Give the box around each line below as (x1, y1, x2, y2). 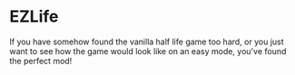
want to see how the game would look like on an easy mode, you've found (9, 45, 287, 56)
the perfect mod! (9, 55, 73, 66)
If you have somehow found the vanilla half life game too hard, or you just (9, 36, 284, 47)
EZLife (9, 6, 59, 27)
